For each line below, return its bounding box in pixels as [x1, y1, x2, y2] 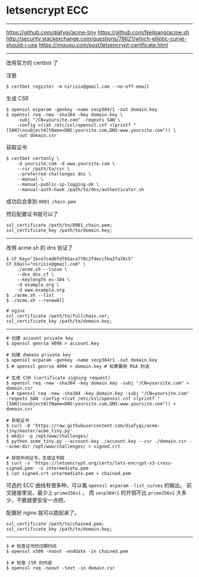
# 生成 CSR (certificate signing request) [6, 375, 111, 381]
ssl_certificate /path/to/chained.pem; [6, 521, 105, 527]
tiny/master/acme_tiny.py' [6, 428, 73, 433]
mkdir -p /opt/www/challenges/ [11, 433, 89, 439]
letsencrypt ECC [6, 4, 89, 17]
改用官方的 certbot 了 [6, 59, 58, 66]
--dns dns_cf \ [17, 271, 54, 278]
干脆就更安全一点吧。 [16, 496, 69, 503]
